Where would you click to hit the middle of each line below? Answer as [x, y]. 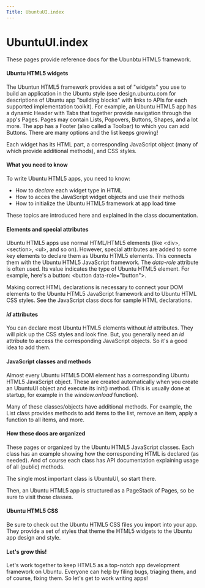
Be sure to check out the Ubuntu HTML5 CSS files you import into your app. [102, 524]
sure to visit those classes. [40, 497]
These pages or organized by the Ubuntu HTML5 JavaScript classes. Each [100, 447]
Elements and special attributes [47, 229]
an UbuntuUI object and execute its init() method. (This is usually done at [98, 388]
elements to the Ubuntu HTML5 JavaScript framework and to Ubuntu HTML [102, 294]
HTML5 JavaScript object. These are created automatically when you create [102, 382]
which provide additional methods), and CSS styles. [71, 151]
